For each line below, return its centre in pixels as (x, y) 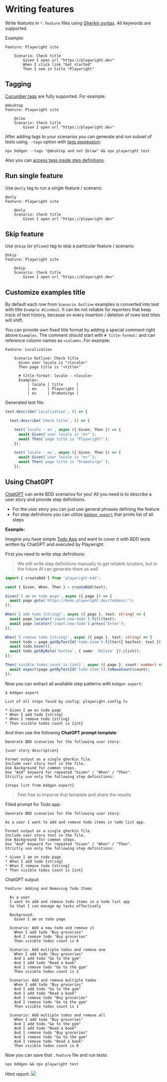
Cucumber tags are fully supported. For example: (55, 96)
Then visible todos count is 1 (46, 1006)
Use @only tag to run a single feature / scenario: (54, 188)
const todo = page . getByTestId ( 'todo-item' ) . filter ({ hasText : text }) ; (86, 642)
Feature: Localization (29, 350)
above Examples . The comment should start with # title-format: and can (80, 335)
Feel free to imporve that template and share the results (74, 795)
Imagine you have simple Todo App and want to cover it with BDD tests (78, 539)
